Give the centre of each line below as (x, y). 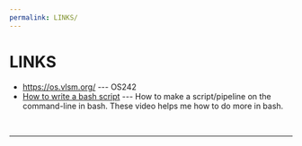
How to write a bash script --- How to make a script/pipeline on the (147, 96)
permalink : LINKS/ (44, 17)
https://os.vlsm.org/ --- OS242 (80, 87)
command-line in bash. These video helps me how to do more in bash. (153, 106)
